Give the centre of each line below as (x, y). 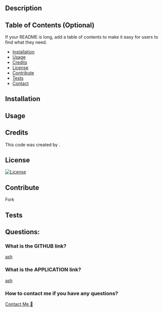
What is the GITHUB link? (36, 246)
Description (23, 8)
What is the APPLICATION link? (43, 270)
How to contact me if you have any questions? (62, 293)
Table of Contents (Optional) (50, 25)
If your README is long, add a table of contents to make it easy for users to (82, 37)
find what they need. (26, 42)
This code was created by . (33, 145)
